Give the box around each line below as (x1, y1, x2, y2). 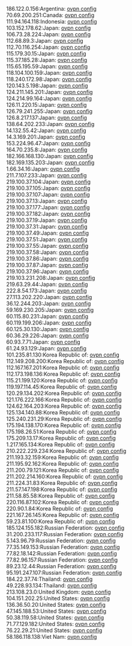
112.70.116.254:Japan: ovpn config (6, 43, 91, 51)
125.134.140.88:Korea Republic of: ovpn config (6, 409, 120, 416)
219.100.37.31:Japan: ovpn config (6, 223, 88, 230)
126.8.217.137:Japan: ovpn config (6, 114, 87, 121)
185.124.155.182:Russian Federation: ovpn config (6, 524, 125, 531)
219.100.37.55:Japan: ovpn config (6, 242, 89, 249)
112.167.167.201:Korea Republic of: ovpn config (6, 364, 120, 371)
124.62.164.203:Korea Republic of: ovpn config (6, 402, 122, 410)
